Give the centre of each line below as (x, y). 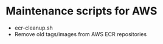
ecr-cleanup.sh (33, 28)
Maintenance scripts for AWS (81, 11)
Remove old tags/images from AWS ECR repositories (81, 34)
